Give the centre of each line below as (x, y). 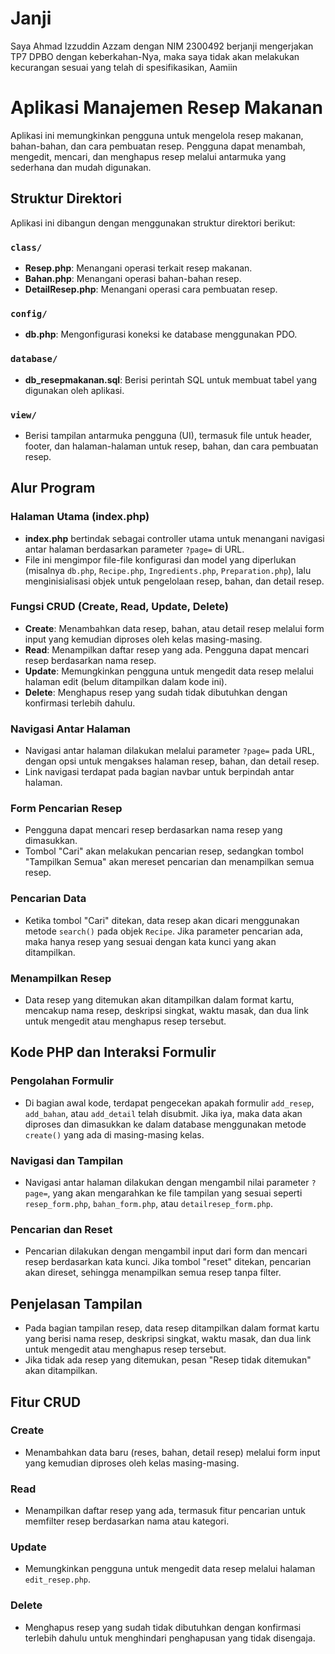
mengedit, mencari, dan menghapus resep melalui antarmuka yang (148, 156)
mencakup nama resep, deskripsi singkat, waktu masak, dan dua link (166, 1011)
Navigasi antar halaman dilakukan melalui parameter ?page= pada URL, (169, 751)
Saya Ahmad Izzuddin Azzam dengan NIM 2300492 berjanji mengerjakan (162, 46)
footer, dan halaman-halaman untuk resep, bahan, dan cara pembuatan (171, 446)
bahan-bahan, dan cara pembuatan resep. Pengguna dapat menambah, (158, 146)
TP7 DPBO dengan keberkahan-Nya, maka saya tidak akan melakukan (155, 56)
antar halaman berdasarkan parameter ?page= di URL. (134, 549)
